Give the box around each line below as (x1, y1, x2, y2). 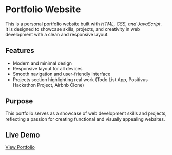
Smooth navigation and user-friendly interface (12, 71, 111, 77)
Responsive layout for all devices (12, 65, 83, 71)
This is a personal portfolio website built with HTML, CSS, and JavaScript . (5, 21, 162, 27)
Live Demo (5, 130, 40, 139)
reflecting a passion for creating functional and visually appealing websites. (5, 115, 165, 122)
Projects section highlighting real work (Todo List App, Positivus (12, 76, 148, 83)
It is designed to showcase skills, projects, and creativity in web (5, 26, 140, 32)
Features (5, 46, 34, 55)
